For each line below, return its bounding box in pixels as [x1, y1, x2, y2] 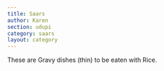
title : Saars [7, 10, 46, 18]
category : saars [7, 30, 55, 37]
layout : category [7, 37, 58, 44]
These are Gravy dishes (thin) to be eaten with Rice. [7, 56, 158, 64]
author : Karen [7, 17, 49, 24]
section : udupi [7, 23, 52, 30]
